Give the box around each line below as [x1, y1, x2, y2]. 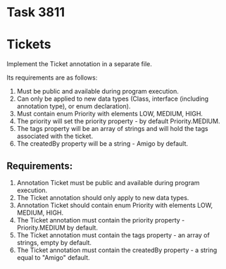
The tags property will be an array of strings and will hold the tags [16, 125, 208, 133]
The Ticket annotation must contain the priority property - [16, 215, 185, 224]
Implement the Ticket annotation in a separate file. [6, 60, 153, 68]
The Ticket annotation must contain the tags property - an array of [16, 230, 211, 239]
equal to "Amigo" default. [16, 253, 90, 261]
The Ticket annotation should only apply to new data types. [16, 193, 189, 201]
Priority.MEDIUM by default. [16, 223, 98, 232]
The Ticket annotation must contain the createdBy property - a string [16, 246, 218, 254]
